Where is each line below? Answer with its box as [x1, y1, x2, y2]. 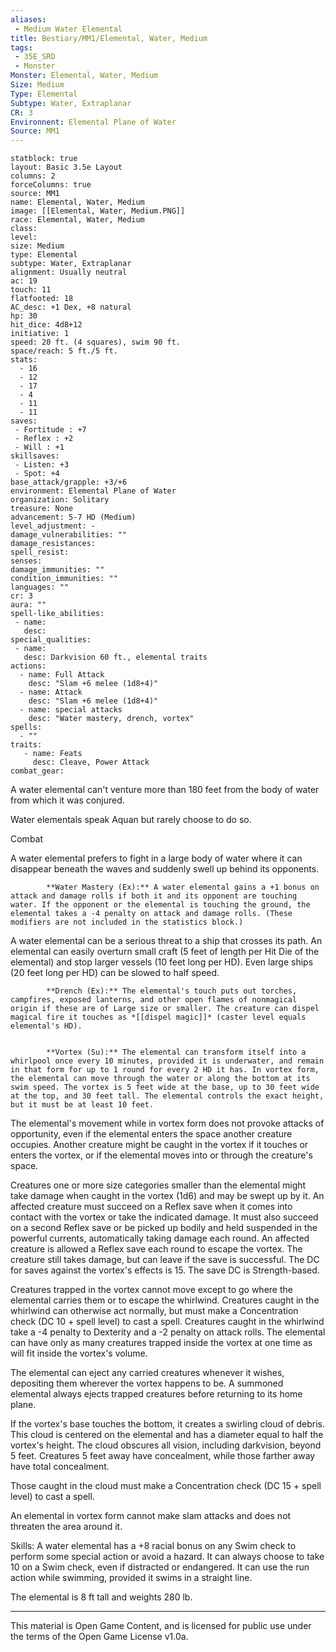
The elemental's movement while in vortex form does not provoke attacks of [10, 1117, 325, 1130]
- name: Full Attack [19, 670, 105, 680]
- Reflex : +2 [14, 434, 74, 444]
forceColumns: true [10, 180, 92, 190]
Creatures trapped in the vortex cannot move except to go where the [10, 1284, 293, 1296]
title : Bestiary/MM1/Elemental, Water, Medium [10, 33, 208, 43]
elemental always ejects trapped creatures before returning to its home [10, 1388, 303, 1400]
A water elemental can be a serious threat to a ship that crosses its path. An [10, 935, 323, 947]
